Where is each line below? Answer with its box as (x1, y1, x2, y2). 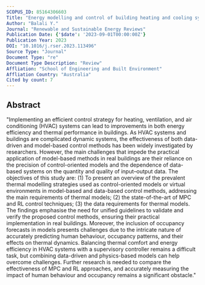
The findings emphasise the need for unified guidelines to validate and (6, 206, 184, 214)
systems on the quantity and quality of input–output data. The (23, 167, 179, 175)
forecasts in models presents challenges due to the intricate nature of (6, 226, 181, 233)
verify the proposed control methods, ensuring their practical (6, 213, 160, 220)
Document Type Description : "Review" (6, 60, 103, 66)
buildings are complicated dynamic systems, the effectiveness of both (6, 135, 183, 142)
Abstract (6, 99, 41, 110)
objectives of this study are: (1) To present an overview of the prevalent (6, 174, 185, 181)
